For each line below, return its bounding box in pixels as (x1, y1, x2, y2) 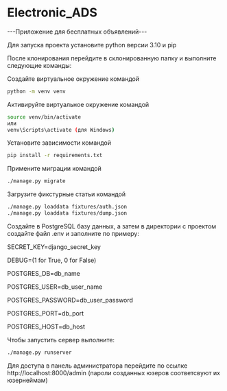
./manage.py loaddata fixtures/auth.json (7, 204, 128, 211)
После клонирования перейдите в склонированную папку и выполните (7, 54, 217, 62)
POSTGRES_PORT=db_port (7, 309, 84, 317)
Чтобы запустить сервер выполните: (7, 335, 115, 344)
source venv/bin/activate (7, 113, 81, 121)
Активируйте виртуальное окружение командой (7, 100, 150, 108)
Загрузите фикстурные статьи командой (7, 190, 126, 198)
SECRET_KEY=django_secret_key (7, 242, 101, 251)
